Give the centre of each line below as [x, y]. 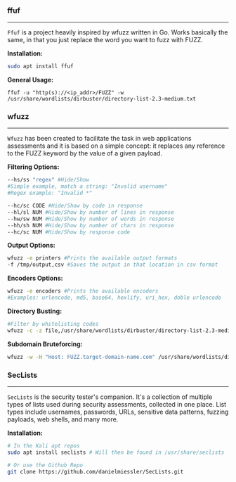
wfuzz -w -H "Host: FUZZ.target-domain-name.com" [81, 357]
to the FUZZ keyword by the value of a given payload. [85, 153]
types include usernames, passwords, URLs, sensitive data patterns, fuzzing [118, 412]
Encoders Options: [35, 278]
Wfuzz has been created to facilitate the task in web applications [99, 139]
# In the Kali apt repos [44, 445]
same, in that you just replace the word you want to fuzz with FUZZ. [105, 40]
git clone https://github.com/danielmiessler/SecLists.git [96, 471]
